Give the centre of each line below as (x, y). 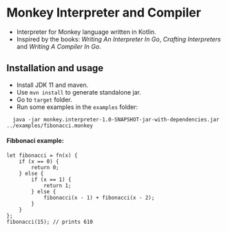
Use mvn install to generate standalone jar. (79, 92)
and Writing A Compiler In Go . (59, 46)
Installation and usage (55, 68)
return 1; (57, 185)
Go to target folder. (44, 99)
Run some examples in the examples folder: (77, 107)
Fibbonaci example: (35, 141)
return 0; (45, 167)
